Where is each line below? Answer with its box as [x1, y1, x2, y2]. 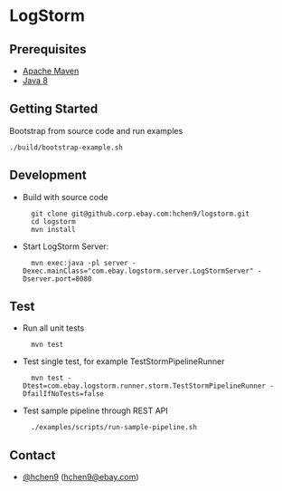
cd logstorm [31, 217, 76, 226]
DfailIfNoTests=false [22, 390, 104, 399]
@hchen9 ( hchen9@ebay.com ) [22, 472, 139, 483]
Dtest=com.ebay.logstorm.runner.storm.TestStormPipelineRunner [22, 381, 267, 390]
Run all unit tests [22, 323, 85, 333]
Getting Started [9, 101, 99, 117]
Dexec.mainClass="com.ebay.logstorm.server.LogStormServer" [22, 266, 254, 275]
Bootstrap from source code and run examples [9, 125, 183, 136]
